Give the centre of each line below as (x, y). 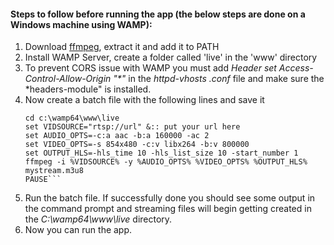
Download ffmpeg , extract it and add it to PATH (122, 47)
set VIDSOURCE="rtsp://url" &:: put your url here (132, 127)
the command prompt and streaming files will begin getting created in (168, 209)
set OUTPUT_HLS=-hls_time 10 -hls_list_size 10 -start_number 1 (161, 153)
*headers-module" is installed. (88, 89)
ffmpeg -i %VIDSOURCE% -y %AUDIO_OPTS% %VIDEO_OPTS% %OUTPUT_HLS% (166, 162)
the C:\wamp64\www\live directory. (98, 219)
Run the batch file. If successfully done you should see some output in (170, 198)
